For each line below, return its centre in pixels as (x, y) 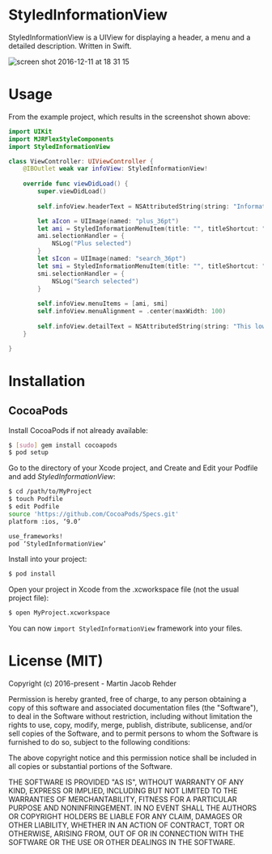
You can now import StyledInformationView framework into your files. (125, 628)
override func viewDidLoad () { (76, 184)
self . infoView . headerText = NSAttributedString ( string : (134, 206)
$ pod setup (28, 452)
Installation (47, 381)
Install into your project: (48, 559)
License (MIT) (56, 661)
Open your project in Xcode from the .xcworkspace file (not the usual (124, 589)
